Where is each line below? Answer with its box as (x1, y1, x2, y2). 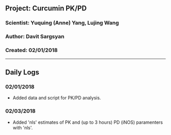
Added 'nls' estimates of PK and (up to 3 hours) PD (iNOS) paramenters (12, 119, 163, 125)
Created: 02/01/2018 (5, 47, 58, 54)
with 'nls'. (12, 124, 33, 130)
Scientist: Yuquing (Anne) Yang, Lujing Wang (5, 19, 119, 26)
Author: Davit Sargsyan (5, 33, 65, 40)
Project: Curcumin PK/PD (5, 4, 87, 13)
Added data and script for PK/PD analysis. (12, 95, 101, 101)
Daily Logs (5, 68, 40, 76)
